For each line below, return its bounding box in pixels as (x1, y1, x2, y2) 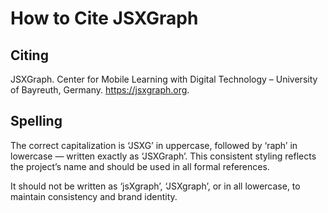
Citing (10, 47, 49, 64)
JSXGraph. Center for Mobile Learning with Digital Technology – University (10, 73, 318, 85)
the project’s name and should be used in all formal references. (10, 160, 270, 172)
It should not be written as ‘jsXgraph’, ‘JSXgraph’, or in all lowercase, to (10, 180, 301, 192)
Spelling (10, 113, 63, 130)
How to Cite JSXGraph (10, 7, 199, 30)
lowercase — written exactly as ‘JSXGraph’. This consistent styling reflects (10, 150, 317, 162)
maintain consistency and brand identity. (10, 190, 178, 202)
